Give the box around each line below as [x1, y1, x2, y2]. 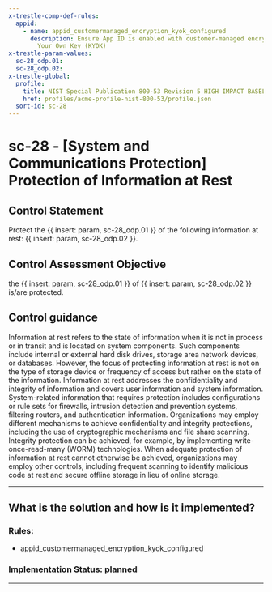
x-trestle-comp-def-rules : [8, 11, 100, 20]
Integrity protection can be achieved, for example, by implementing [8, 435, 232, 445]
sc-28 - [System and [8, 137, 150, 155]
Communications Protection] [8, 155, 207, 172]
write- [233, 435, 255, 445]
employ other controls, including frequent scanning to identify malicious [8, 461, 249, 471]
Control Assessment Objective [8, 257, 167, 271]
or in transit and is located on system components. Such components [8, 341, 240, 351]
